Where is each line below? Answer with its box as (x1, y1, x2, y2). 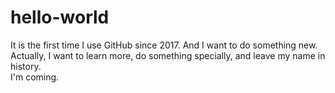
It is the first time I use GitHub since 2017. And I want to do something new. (10, 39, 318, 51)
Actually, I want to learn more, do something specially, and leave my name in (10, 49, 326, 61)
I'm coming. (10, 71, 60, 83)
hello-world (10, 6, 110, 29)
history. (10, 60, 42, 72)
